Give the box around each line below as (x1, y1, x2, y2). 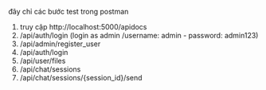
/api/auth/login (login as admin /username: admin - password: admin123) (19, 31, 259, 40)
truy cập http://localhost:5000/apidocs (19, 22, 147, 31)
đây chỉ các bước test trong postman (8, 7, 129, 16)
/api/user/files (19, 56, 66, 65)
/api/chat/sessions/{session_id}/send (19, 73, 143, 82)
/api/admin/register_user (19, 39, 101, 49)
